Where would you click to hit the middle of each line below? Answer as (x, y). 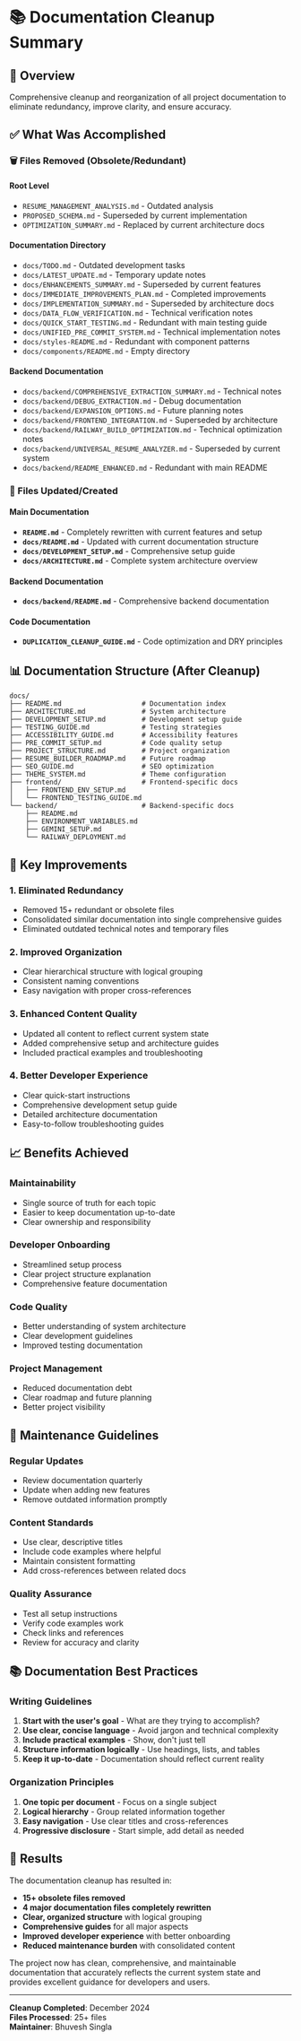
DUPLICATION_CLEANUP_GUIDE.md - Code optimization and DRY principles (153, 641)
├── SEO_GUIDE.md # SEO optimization (112, 767)
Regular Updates (47, 1461)
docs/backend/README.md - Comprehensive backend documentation (146, 601)
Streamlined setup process (72, 1264)
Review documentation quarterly (82, 1481)
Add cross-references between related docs (104, 1571)
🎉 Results (36, 1859)
